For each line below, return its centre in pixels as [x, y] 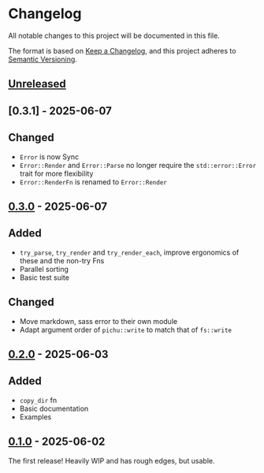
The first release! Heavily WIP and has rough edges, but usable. [112, 460]
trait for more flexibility [56, 173]
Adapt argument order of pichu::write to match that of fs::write [126, 330]
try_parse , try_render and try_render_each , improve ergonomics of [129, 252]
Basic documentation [54, 408]
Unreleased [37, 84]
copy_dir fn [38, 400]
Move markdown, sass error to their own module [99, 321]
